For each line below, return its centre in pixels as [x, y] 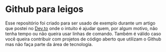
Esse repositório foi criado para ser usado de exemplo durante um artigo [80, 23]
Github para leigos [45, 9]
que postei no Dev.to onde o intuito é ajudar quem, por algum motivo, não [81, 28]
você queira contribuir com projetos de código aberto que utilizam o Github [83, 39]
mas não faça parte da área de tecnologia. [49, 44]
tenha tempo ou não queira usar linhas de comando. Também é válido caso [83, 33]
